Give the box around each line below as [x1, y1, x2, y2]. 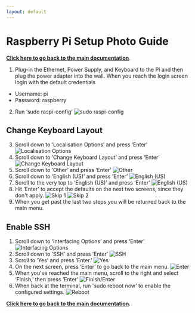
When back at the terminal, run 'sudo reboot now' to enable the [14, 282, 171, 290]
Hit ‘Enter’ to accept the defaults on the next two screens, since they [14, 186, 184, 193]
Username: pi [14, 90, 48, 97]
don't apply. [14, 192, 45, 199]
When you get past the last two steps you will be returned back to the [14, 198, 186, 205]
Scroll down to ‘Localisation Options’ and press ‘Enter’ [14, 141, 148, 148]
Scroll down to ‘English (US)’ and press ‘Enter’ [14, 173, 128, 180]
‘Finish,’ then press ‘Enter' [14, 276, 79, 283]
